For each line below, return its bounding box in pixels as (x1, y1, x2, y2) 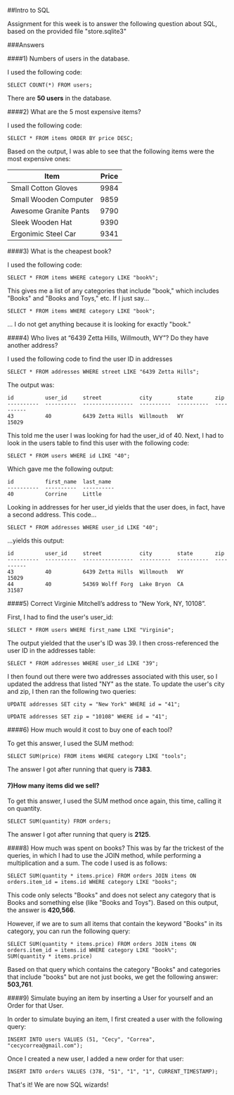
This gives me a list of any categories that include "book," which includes (7, 286, 220, 295)
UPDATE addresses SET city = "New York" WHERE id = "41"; (7, 701, 181, 708)
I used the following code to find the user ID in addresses (7, 355, 173, 363)
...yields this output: (7, 536, 65, 545)
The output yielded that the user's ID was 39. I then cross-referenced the (7, 639, 219, 647)
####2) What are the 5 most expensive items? (7, 108, 142, 115)
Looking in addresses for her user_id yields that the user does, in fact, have (7, 503, 226, 511)
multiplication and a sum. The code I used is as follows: (7, 859, 167, 868)
